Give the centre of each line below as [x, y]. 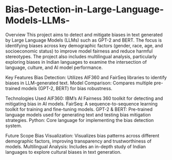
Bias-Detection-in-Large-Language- [85, 10]
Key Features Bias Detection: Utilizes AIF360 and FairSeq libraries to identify [86, 77]
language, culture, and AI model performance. [54, 67]
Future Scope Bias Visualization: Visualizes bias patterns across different [82, 135]
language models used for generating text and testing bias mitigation [78, 115]
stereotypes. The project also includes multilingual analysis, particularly [81, 56]
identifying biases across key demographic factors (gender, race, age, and [84, 45]
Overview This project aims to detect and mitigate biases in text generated [84, 34]
